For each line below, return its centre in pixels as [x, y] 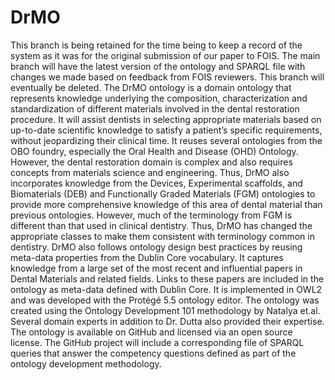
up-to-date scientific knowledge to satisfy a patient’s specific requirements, [166, 130]
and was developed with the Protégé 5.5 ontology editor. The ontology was [165, 300]
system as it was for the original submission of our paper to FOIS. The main [165, 55]
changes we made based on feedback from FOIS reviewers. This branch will [167, 77]
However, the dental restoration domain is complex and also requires [151, 162]
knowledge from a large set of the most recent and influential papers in [156, 268]
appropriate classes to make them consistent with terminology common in [162, 236]
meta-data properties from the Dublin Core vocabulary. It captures [147, 257]
